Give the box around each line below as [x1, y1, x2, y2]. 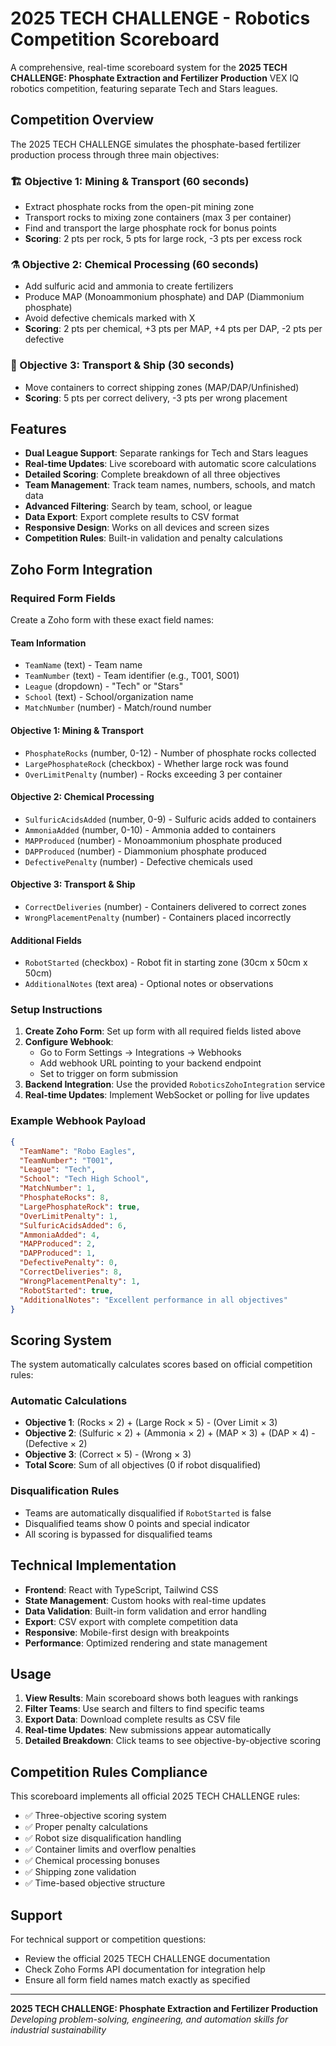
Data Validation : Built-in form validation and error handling [24, 1605, 267, 1617]
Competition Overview [10, 112, 155, 129]
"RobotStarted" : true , [19, 1285, 114, 1296]
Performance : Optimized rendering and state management [24, 1637, 268, 1649]
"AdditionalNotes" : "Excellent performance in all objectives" [19, 1295, 288, 1305]
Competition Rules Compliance [10, 1763, 208, 1781]
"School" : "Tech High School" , [19, 1174, 150, 1184]
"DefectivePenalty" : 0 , [19, 1258, 118, 1268]
